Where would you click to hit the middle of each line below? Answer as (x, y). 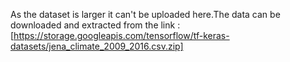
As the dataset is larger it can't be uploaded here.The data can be (145, 14)
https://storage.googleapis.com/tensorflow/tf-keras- (121, 35)
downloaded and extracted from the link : (95, 25)
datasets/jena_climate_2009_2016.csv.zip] (97, 46)
